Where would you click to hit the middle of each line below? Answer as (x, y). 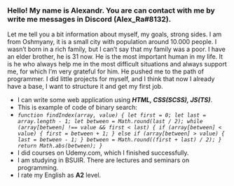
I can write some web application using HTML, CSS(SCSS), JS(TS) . (115, 100)
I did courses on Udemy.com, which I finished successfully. (103, 153)
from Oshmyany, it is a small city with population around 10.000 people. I (112, 42)
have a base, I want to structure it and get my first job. (85, 87)
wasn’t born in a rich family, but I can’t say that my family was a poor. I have (116, 49)
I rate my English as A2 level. (59, 175)
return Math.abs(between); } (60, 146)
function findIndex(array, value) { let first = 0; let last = (112, 115)
